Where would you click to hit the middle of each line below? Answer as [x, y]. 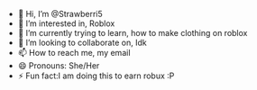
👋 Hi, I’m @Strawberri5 [60, 14]
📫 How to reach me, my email [74, 53]
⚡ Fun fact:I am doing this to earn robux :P [96, 76]
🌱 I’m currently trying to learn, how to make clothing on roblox [133, 33]
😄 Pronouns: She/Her [59, 66]
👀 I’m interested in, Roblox [66, 23]
